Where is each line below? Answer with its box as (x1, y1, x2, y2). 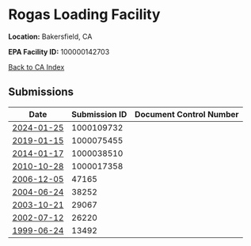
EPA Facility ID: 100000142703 (8, 47, 110, 56)
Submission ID (70, 108, 127, 119)
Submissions (8, 85, 74, 99)
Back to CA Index (8, 62, 65, 72)
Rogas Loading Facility (8, 6, 161, 24)
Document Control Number (134, 108, 239, 119)
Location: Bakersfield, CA (8, 32, 93, 41)
